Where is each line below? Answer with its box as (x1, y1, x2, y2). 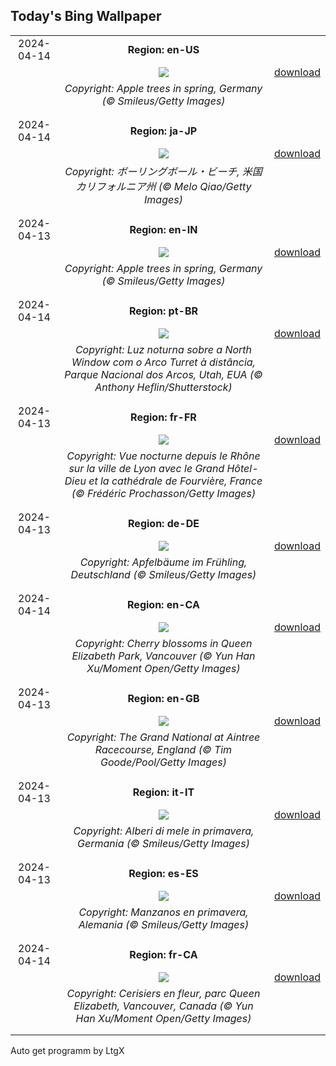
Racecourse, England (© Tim (94, 742, 233, 756)
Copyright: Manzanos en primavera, (78, 905, 249, 919)
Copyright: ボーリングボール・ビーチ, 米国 (64, 164, 263, 178)
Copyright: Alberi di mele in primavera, (73, 824, 255, 838)
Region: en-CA (127, 597, 200, 611)
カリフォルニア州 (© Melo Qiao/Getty (75, 179, 252, 193)
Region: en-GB (127, 691, 200, 705)
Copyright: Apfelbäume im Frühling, (79, 555, 248, 569)
